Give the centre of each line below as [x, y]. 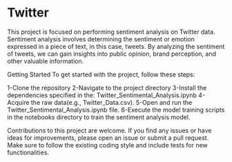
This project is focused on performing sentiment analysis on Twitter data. [111, 32]
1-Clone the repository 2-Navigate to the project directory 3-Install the [107, 88]
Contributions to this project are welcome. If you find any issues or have [109, 130]
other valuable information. [46, 61]
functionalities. [28, 152]
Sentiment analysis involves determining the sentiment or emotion [101, 39]
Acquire [18, 102]
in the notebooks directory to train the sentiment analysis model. [99, 117]
